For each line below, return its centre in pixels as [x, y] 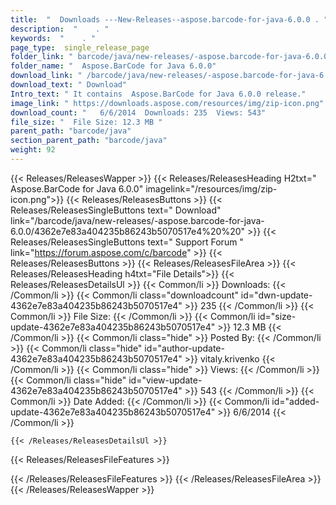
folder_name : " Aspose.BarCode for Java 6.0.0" [113, 66]
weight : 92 [33, 150]
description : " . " [60, 29]
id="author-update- [184, 348]
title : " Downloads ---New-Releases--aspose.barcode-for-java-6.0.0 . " [169, 19]
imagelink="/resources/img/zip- [211, 188]
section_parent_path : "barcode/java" [89, 141]
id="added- [295, 401]
